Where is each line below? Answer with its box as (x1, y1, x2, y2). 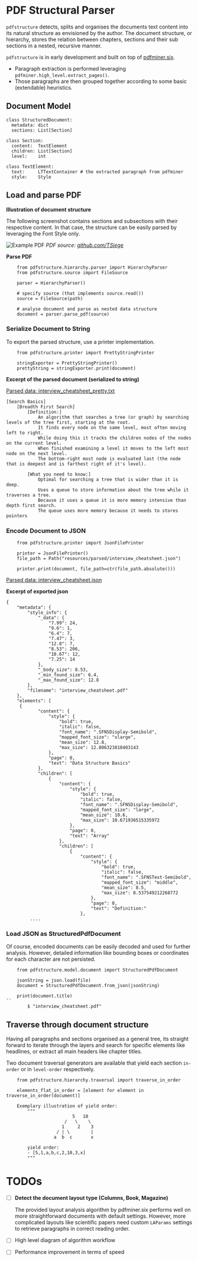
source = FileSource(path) (17, 295, 83, 301)
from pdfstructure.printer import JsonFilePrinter (17, 540, 144, 546)
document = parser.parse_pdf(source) (17, 311, 110, 317)
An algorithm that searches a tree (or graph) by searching (37, 414, 189, 420)
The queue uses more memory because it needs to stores (37, 508, 178, 514)
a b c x (53, 1134, 94, 1141)
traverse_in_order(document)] (6, 1093, 81, 1099)
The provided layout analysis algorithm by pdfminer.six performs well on (14, 1206, 191, 1214)
